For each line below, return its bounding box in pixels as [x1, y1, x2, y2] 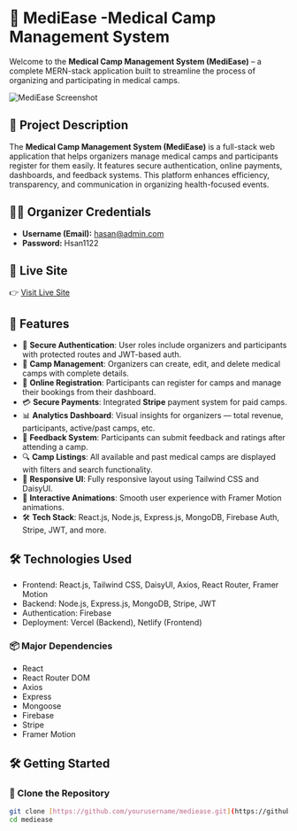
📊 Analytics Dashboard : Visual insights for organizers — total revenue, [21, 410, 284, 421]
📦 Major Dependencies [9, 640, 113, 652]
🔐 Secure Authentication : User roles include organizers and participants [21, 340, 287, 351]
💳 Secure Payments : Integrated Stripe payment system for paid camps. [21, 397, 287, 408]
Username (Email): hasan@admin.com [21, 228, 164, 238]
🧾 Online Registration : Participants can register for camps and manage [21, 377, 282, 388]
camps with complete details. [21, 368, 130, 379]
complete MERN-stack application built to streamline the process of [9, 66, 256, 76]
